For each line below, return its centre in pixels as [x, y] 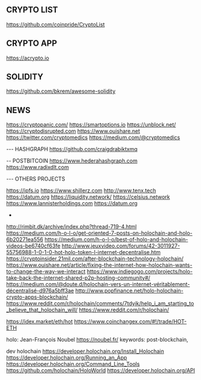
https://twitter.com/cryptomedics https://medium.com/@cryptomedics [93, 137]
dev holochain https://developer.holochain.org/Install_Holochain [85, 351]
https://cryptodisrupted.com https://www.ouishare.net [73, 131]
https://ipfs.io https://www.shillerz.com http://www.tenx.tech [81, 191]
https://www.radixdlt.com [37, 167]
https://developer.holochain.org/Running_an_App [67, 358]
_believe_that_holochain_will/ [42, 310]
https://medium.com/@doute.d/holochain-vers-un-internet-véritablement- [98, 284]
